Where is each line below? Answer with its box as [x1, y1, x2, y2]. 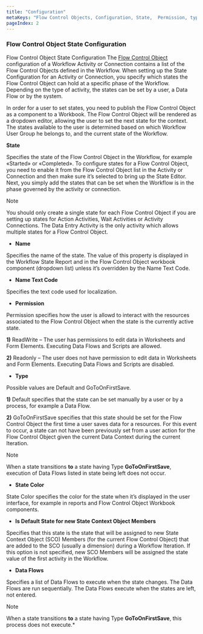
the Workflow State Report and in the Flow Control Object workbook [6, 258, 176, 265]
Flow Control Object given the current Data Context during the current [6, 433, 181, 440]
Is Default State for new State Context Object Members [14, 517, 156, 525]
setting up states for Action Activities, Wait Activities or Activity [6, 215, 163, 223]
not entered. [6, 591, 37, 598]
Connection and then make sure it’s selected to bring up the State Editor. [6, 172, 187, 180]
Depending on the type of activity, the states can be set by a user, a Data [6, 86, 188, 93]
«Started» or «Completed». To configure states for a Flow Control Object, [6, 160, 189, 167]
